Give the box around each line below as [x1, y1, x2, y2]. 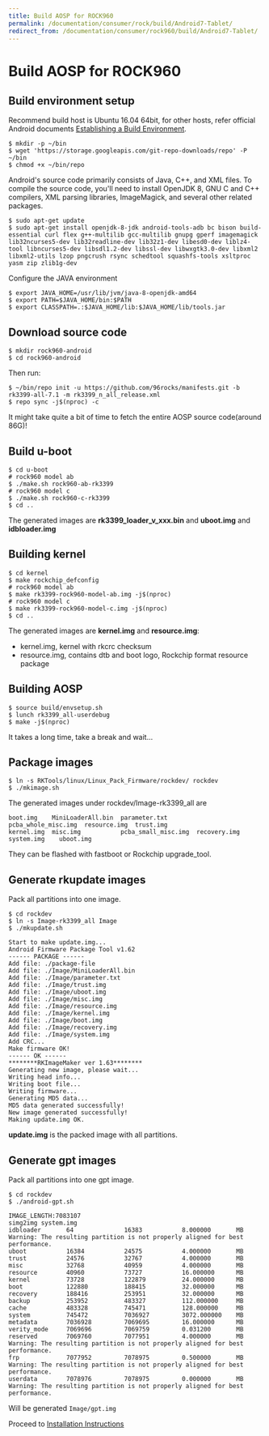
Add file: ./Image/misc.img [8, 995, 103, 1003]
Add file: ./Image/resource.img [8, 1002, 117, 1011]
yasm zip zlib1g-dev [8, 259, 78, 267]
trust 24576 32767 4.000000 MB [8, 1254, 244, 1263]
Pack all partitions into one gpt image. [8, 1175, 135, 1185]
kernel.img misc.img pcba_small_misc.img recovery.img [8, 828, 241, 836]
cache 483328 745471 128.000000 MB [8, 1304, 244, 1313]
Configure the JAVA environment [8, 273, 118, 284]
